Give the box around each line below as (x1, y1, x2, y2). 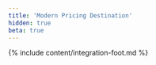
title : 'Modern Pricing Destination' (8, 11, 133, 20)
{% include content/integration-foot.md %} (8, 48, 149, 58)
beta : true (8, 26, 44, 34)
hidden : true (8, 19, 51, 27)
